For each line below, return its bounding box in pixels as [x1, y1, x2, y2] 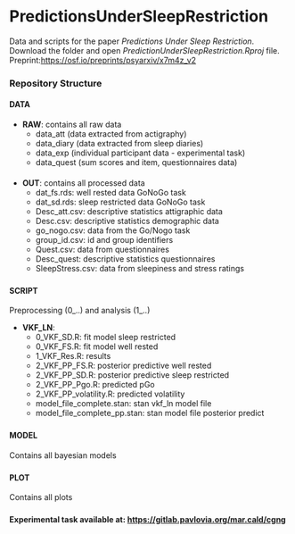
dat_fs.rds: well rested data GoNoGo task [35, 187, 187, 197]
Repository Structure [9, 77, 102, 89]
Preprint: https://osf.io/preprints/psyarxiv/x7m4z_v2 [9, 54, 197, 65]
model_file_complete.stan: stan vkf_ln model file [35, 398, 212, 409]
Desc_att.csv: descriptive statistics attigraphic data [35, 205, 223, 216]
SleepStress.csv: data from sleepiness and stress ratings [35, 263, 245, 273]
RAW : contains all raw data [21, 119, 122, 130]
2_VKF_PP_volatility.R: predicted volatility [35, 388, 185, 399]
